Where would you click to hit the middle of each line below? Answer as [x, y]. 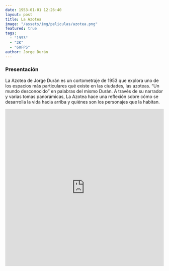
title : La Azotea [23, 19]
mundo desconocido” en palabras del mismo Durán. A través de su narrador [84, 91]
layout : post [19, 15]
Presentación [22, 69]
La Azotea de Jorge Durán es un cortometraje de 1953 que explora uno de [82, 80]
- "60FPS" [20, 47]
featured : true [21, 29]
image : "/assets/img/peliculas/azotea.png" [52, 24]
